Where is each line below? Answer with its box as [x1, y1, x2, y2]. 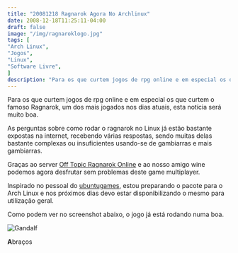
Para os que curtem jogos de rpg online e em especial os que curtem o [7, 95, 215, 104]
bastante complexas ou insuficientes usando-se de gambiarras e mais [7, 139, 212, 148]
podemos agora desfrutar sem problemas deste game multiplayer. [7, 167, 200, 177]
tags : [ [7, 37, 30, 44]
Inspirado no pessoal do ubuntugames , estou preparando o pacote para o [7, 182, 223, 190]
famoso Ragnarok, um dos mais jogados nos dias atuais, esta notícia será [7, 103, 222, 112]
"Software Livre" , [7, 63, 62, 70]
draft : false [7, 23, 46, 30]
